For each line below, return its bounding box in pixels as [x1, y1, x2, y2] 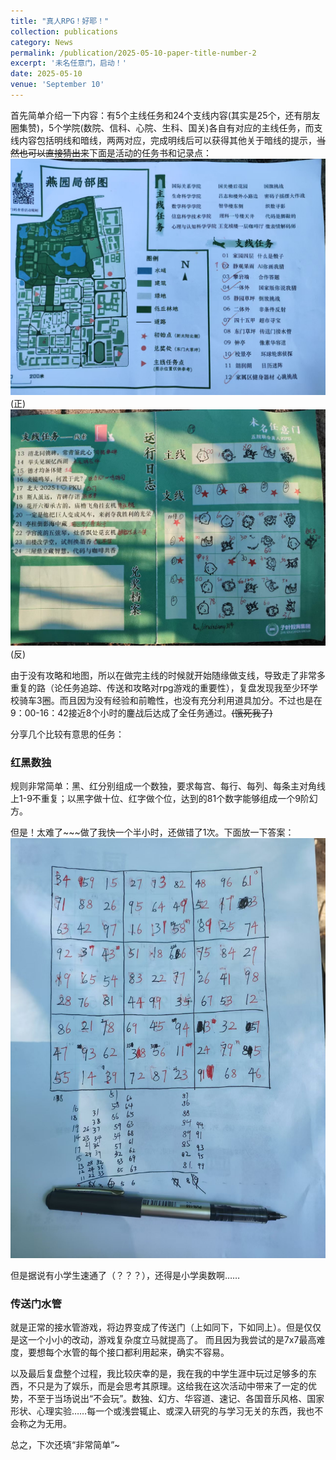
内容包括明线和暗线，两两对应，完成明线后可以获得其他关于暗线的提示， [18, 134, 317, 146]
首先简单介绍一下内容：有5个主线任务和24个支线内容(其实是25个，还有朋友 [10, 109, 321, 121]
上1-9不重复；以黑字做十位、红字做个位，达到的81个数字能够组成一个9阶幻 [10, 793, 318, 805]
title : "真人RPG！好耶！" [10, 16, 110, 26]
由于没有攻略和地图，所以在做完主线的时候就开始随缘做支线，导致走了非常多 [10, 669, 326, 681]
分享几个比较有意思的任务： [10, 728, 125, 740]
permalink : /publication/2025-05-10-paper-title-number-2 [10, 48, 257, 58]
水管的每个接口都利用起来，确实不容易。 [62, 1346, 230, 1359]
